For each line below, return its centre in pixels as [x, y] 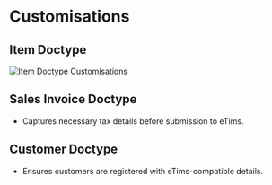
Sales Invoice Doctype [73, 99]
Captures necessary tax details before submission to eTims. [133, 121]
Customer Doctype [64, 150]
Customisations [70, 17]
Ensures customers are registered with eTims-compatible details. [143, 171]
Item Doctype [48, 50]
